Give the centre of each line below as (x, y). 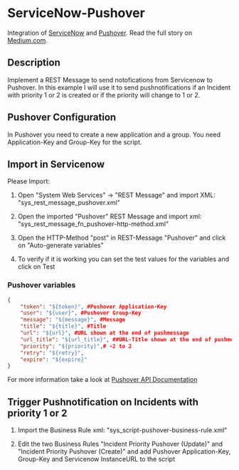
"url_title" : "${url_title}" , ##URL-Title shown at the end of (116, 339)
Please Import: (29, 181)
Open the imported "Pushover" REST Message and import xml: (110, 217)
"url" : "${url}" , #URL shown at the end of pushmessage (105, 333)
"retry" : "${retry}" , (52, 353)
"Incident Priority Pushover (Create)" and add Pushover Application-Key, (124, 452)
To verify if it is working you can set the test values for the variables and (123, 259)
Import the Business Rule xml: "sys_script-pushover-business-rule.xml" (122, 430)
